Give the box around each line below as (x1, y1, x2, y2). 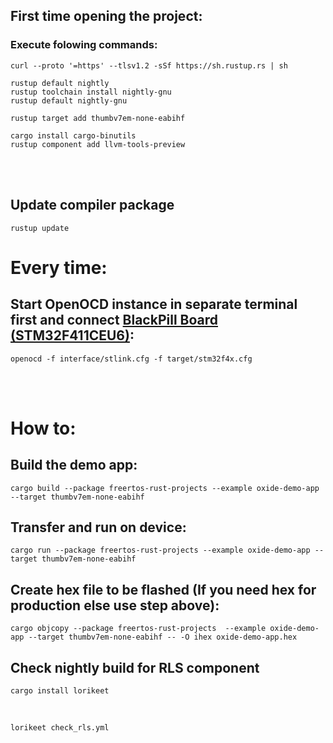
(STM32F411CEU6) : (10, 327, 135, 344)
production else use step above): (10, 597, 220, 614)
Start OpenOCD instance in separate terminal (10, 296, 298, 313)
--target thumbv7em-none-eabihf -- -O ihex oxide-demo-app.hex (28, 632, 298, 643)
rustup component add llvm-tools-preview (10, 139, 186, 149)
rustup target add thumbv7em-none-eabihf (10, 113, 186, 123)
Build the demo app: (10, 457, 138, 474)
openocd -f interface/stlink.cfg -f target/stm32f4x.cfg (10, 354, 253, 364)
